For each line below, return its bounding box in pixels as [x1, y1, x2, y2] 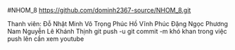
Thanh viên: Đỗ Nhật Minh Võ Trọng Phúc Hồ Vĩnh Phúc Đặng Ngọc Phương [7, 20, 229, 27]
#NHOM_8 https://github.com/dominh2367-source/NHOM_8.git [7, 6, 191, 14]
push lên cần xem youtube [7, 35, 84, 43]
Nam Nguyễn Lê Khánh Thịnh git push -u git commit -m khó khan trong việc [7, 27, 227, 35]
